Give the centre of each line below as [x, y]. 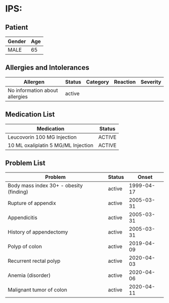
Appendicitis [23, 218]
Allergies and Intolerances [47, 68]
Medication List [30, 114]
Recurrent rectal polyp [34, 261]
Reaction [125, 82]
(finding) [18, 192]
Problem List [25, 163]
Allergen [34, 82]
